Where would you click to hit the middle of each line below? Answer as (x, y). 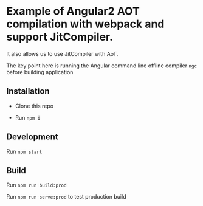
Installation (28, 91)
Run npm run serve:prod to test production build (66, 197)
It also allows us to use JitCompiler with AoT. (62, 53)
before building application (40, 72)
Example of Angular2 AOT (73, 11)
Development (33, 137)
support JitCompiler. (60, 37)
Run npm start (24, 151)
